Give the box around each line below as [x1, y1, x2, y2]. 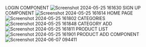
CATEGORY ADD [78, 20, 112, 26]
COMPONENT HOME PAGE [5, 10, 133, 16]
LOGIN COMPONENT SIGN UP [5, 5, 141, 10]
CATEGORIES [78, 15, 106, 21]
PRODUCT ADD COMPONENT [77, 31, 139, 37]
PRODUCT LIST [76, 26, 108, 32]
